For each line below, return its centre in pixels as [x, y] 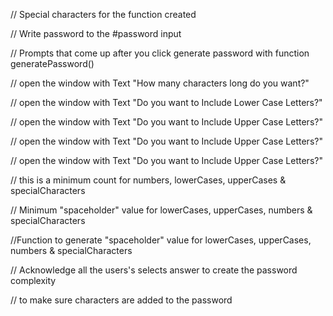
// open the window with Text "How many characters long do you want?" [160, 83]
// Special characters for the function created [103, 14]
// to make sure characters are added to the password [121, 300]
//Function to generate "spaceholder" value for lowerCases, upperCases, [161, 240]
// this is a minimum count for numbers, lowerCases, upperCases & [148, 180]
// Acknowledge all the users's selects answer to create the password [154, 270]
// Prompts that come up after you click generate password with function [160, 53]
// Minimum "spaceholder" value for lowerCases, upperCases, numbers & [161, 210]
